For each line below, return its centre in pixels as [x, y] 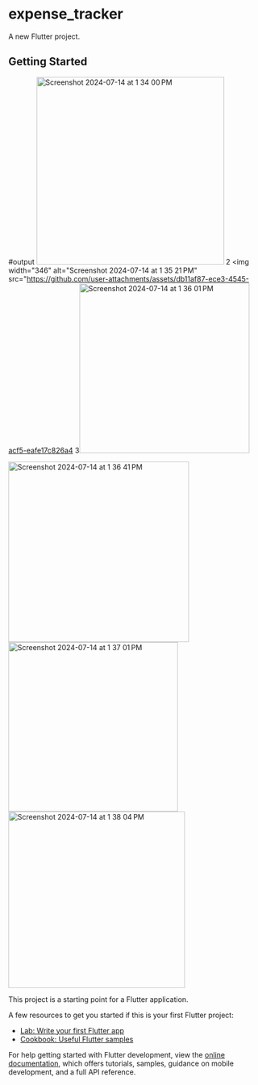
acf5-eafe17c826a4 [41, 450]
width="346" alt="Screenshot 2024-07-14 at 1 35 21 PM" [103, 270]
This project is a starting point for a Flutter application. [98, 999]
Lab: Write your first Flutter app [72, 1030]
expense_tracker [66, 14]
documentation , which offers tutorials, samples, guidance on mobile [121, 1063]
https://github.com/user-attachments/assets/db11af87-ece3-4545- [138, 278]
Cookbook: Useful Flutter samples [77, 1039]
